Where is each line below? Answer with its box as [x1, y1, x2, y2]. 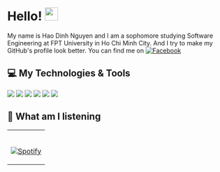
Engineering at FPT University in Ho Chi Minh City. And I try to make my [7, 38, 213, 47]
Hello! [7, 8, 43, 24]
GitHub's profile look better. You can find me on [7, 46, 145, 55]
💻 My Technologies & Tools [7, 67, 131, 80]
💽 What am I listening [7, 110, 101, 122]
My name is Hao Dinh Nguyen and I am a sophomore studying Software [7, 31, 214, 40]
